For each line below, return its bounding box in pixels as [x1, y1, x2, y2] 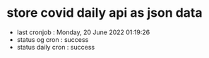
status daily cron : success [16, 43, 95, 51]
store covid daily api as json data [6, 5, 203, 21]
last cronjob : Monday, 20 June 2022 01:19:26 [16, 28, 150, 36]
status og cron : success [16, 35, 89, 43]
